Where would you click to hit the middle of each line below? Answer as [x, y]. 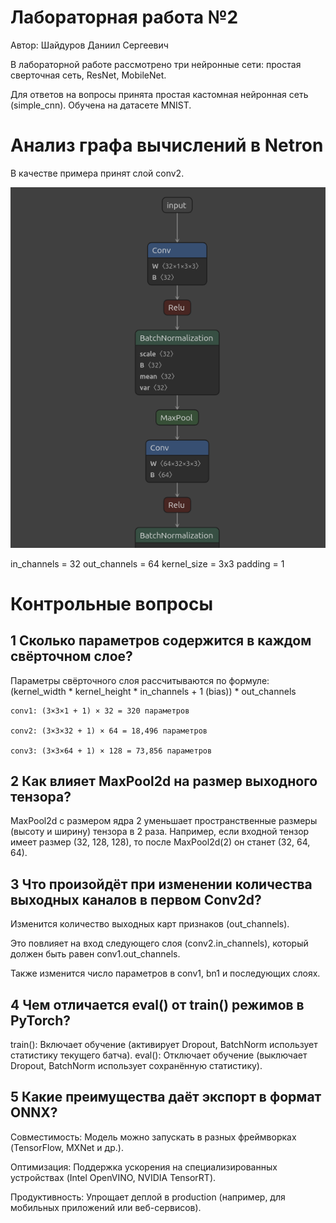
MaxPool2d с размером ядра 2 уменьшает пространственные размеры [164, 821]
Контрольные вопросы [111, 603]
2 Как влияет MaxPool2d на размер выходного [164, 781]
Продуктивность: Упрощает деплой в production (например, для [148, 1197]
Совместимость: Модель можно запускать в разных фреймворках [153, 1137]
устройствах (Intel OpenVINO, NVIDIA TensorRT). [113, 1177]
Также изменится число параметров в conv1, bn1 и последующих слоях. [165, 973]
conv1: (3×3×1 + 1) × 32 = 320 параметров [100, 711]
